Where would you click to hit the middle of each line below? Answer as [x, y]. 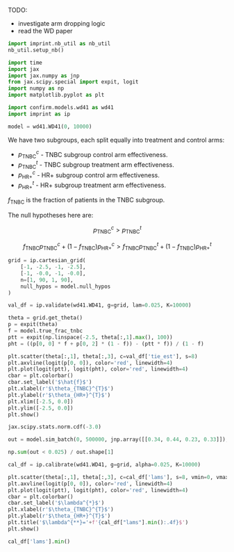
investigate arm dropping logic [62, 23]
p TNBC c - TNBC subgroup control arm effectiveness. [93, 155]
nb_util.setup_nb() [36, 50]
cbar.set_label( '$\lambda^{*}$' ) [56, 503]
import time [25, 63]
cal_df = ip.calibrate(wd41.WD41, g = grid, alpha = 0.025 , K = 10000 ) [104, 465]
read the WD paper [45, 31]
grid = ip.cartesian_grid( [47, 261]
